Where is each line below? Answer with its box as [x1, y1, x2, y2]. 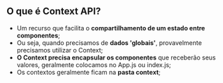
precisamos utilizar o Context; [16, 46, 103, 54]
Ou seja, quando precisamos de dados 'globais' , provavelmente [16, 38, 202, 47]
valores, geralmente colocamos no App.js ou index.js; [16, 60, 172, 68]
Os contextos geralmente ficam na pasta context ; [16, 68, 161, 76]
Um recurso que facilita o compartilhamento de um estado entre [16, 24, 206, 32]
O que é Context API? [6, 6, 101, 17]
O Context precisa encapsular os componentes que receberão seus [16, 53, 216, 62]
